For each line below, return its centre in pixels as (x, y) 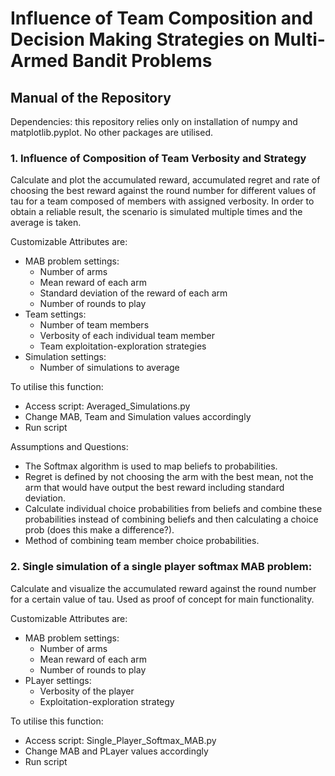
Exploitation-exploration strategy (107, 701)
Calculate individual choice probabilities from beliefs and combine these (173, 509)
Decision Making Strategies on (140, 39)
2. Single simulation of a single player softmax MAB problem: (161, 567)
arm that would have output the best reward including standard (154, 488)
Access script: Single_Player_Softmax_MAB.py (120, 740)
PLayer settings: (58, 680)
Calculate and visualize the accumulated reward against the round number (163, 588)
